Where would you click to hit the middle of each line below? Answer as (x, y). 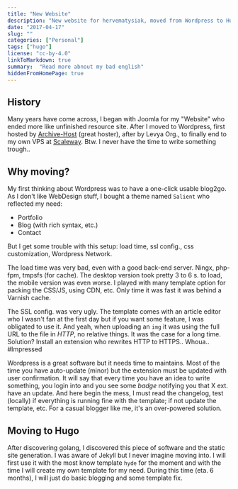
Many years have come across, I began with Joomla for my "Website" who (116, 119)
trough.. (19, 149)
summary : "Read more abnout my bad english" (75, 67)
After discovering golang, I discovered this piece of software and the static (116, 447)
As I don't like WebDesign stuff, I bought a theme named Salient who (109, 197)
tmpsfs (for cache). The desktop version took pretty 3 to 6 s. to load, (123, 275)
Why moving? (39, 171)
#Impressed (25, 349)
